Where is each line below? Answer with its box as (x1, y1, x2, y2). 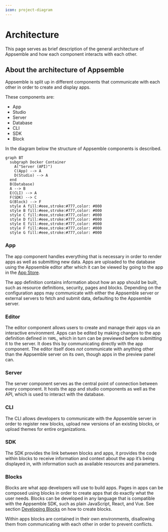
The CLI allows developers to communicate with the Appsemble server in (5, 415, 156, 421)
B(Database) (10, 182, 35, 187)
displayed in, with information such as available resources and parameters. (5, 461, 160, 467)
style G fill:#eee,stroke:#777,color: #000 (10, 230, 102, 236)
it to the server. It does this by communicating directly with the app (5, 340, 143, 346)
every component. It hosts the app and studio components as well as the (5, 386, 155, 392)
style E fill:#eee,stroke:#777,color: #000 (10, 221, 102, 226)
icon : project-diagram (5, 7, 53, 13)
